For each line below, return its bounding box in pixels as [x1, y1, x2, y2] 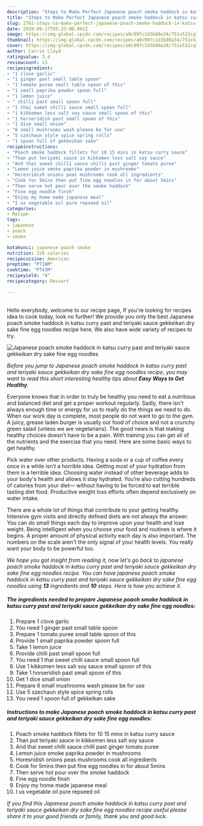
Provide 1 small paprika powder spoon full [15, 637, 120, 644]
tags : [7, 217, 20, 223]
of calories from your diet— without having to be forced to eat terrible [7, 482, 180, 489]
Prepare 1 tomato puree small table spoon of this [15, 630, 136, 637]
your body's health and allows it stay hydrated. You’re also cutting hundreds [7, 475, 196, 482]
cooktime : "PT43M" [7, 267, 53, 273]
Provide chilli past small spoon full [15, 650, 101, 657]
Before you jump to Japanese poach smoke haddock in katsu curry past [7, 362, 187, 369]
